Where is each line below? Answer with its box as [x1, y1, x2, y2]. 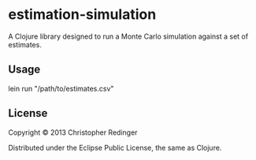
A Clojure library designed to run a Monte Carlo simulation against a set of [8, 32, 249, 41]
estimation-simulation [8, 6, 157, 24]
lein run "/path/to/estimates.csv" [8, 84, 114, 93]
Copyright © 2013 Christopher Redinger [8, 128, 138, 137]
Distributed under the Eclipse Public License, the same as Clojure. [8, 143, 222, 152]
